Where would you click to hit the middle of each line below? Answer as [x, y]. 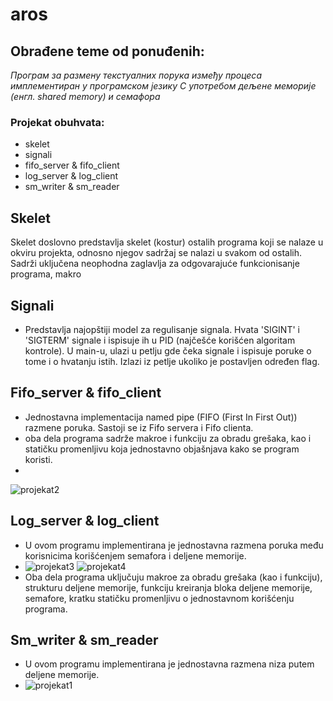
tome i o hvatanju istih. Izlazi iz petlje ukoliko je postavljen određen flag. [172, 361]
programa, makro [46, 274]
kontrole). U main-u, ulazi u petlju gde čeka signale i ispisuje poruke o [168, 350]
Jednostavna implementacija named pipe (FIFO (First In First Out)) [161, 417]
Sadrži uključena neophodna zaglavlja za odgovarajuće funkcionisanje [155, 264]
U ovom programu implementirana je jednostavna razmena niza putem [169, 664]
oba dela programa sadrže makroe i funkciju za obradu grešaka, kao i [168, 438]
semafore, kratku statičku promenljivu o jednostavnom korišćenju [159, 598]
